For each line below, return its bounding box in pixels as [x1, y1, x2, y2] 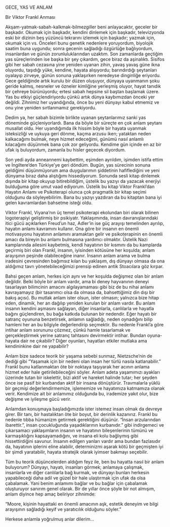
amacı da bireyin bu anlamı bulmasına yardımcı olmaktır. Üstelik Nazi [5, 237, 148, 242]
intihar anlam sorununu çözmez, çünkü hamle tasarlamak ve [5, 327, 131, 333]
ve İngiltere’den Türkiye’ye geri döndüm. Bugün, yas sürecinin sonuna [5, 162, 151, 168]
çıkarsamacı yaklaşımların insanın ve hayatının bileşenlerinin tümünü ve [5, 428, 153, 433]
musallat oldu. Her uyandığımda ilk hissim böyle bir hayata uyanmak [5, 125, 147, 131]
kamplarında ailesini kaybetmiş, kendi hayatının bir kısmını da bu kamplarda [5, 242, 162, 248]
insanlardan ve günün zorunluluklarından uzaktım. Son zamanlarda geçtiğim [5, 51, 163, 57]
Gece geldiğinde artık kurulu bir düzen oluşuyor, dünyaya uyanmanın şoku [5, 78, 160, 84]
